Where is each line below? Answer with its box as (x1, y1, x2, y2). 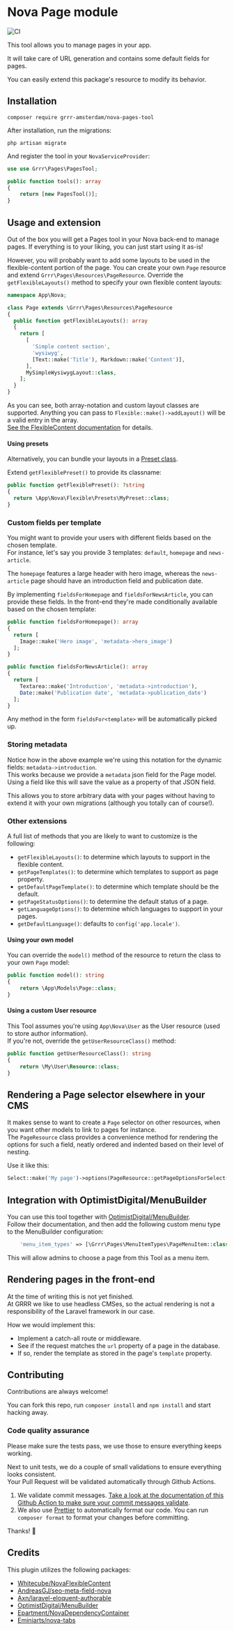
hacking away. (7, 1409, 49, 1417)
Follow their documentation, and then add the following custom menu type (7, 1220, 221, 1228)
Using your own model (7, 935, 74, 944)
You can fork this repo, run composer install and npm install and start (7, 1401, 211, 1409)
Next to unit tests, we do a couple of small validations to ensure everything (7, 1462, 221, 1471)
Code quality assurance (7, 1426, 90, 1436)
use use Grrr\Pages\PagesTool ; (7, 165, 98, 172)
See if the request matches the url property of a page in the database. (17, 1341, 221, 1349)
